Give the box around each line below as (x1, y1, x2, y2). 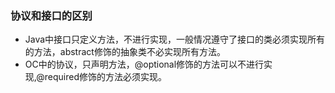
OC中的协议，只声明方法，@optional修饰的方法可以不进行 (24, 58, 265, 71)
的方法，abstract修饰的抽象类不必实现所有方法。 (24, 46, 226, 58)
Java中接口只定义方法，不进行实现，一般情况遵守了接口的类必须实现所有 (24, 33, 326, 46)
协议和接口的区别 (10, 8, 93, 22)
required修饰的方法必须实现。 (44, 71, 167, 83)
